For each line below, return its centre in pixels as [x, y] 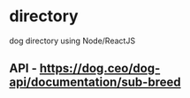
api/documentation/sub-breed [95, 83]
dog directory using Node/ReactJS [72, 41]
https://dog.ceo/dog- [100, 68]
